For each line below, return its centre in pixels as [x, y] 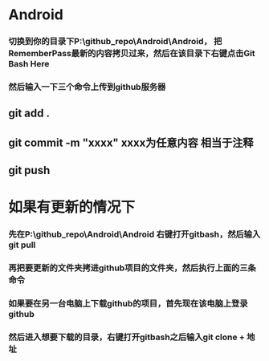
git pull [22, 245]
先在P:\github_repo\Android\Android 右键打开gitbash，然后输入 [134, 234]
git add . [29, 114]
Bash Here [29, 64]
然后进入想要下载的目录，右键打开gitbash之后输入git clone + [126, 337]
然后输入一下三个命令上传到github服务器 [87, 87]
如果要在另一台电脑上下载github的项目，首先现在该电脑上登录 [128, 304]
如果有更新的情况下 [72, 207]
